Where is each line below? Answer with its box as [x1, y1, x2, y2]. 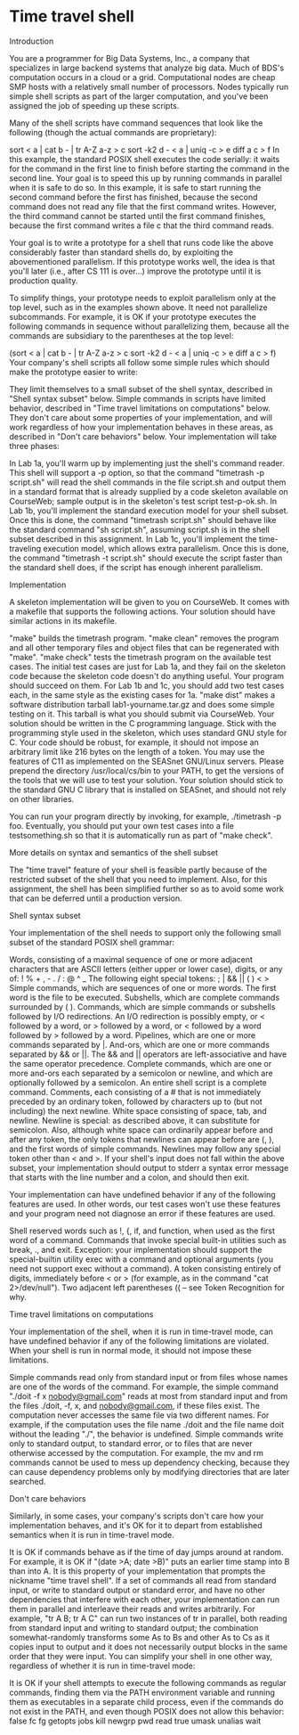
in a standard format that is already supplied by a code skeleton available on [9, 486, 289, 496]
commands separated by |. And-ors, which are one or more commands [9, 1039, 270, 1050]
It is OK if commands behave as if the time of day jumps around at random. [9, 1546, 284, 1557]
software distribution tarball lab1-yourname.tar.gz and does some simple [9, 699, 275, 709]
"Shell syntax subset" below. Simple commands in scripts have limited [9, 393, 266, 404]
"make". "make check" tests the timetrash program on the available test [9, 651, 271, 662]
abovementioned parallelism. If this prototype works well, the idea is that [9, 256, 276, 266]
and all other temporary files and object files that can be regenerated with [9, 642, 280, 652]
